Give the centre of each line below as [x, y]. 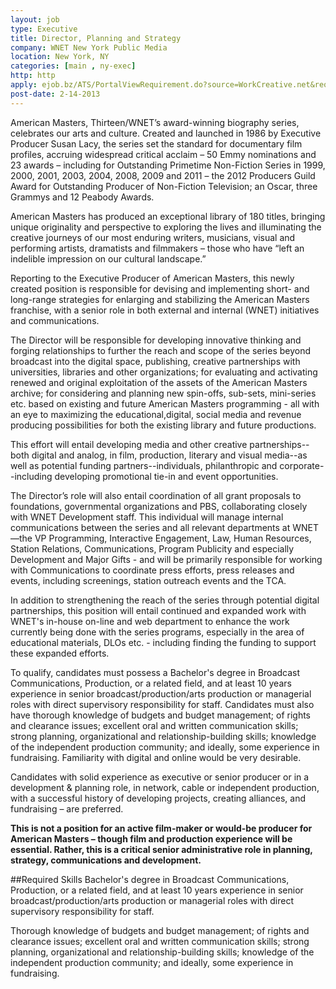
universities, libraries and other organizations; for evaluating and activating [164, 372]
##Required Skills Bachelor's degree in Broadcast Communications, [150, 879]
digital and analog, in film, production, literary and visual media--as [169, 455]
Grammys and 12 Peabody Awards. [82, 197]
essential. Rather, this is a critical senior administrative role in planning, [161, 849]
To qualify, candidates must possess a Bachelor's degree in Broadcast [155, 672]
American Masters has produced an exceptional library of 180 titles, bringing [168, 216]
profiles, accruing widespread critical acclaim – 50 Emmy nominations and [163, 154]
